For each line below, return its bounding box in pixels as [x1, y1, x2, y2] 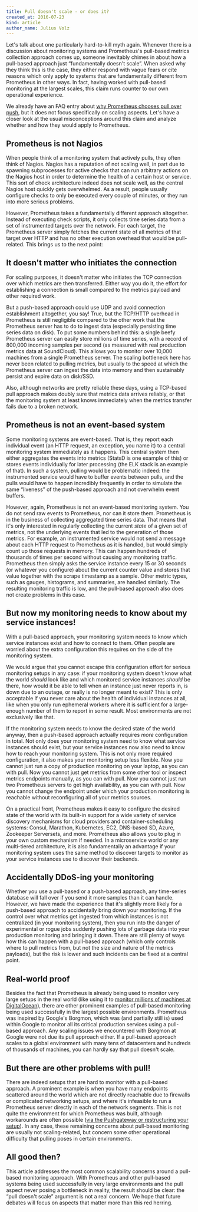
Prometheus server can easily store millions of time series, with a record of [6, 335, 188, 342]
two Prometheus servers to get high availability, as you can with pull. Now [6, 781, 186, 788]
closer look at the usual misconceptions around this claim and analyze [6, 116, 177, 123]
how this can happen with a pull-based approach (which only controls [6, 938, 176, 945]
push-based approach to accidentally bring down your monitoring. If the [6, 907, 181, 914]
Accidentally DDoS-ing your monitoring [6, 872, 154, 882]
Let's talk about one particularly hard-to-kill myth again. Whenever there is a [6, 41, 192, 48]
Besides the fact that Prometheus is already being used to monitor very [6, 990, 179, 997]
